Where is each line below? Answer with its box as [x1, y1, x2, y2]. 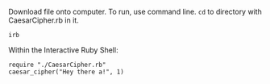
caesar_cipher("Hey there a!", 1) [8, 68, 125, 76]
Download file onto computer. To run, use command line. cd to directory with [8, 7, 262, 16]
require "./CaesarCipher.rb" [8, 61, 106, 69]
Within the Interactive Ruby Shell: [8, 45, 118, 55]
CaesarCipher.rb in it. [8, 15, 79, 25]
